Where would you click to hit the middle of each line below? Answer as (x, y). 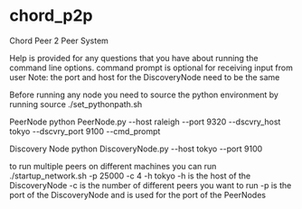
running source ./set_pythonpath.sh (76, 104)
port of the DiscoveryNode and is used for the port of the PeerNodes (138, 195)
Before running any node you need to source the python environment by (144, 95)
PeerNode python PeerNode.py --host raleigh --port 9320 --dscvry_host (145, 122)
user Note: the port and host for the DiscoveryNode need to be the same (145, 77)
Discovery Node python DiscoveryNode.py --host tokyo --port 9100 (136, 149)
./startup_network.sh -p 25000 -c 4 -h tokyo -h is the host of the (130, 176)
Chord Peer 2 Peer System (59, 41)
